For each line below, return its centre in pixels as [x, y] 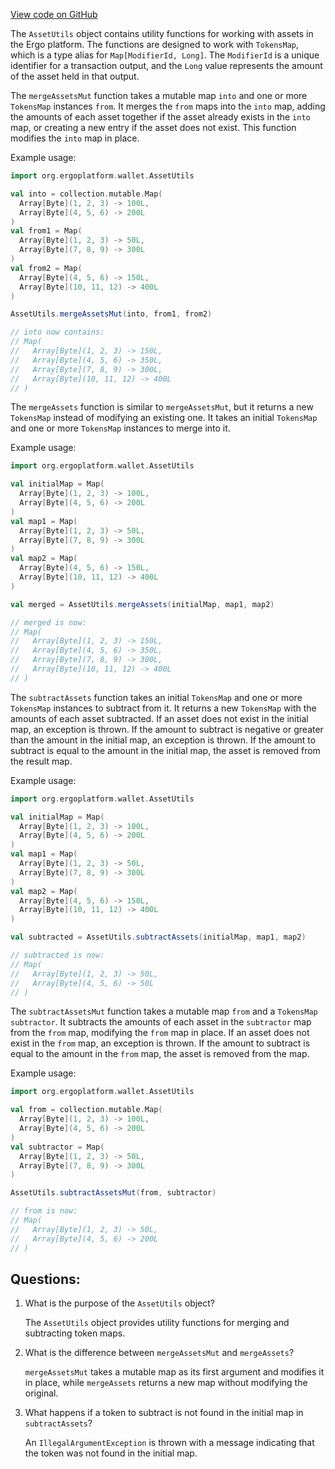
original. [41, 1393]
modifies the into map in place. [75, 138]
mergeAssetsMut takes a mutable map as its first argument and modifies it [174, 1372]
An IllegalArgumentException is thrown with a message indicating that [169, 1443]
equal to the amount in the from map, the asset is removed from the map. [160, 1054]
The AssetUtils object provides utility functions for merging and [157, 1323]
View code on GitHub [54, 14]
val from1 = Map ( [46, 231]
